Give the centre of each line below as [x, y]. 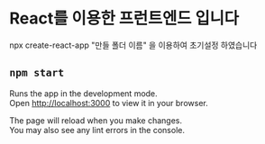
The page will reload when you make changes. [96, 120]
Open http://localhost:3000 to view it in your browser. [109, 103]
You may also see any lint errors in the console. [97, 130]
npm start [37, 73]
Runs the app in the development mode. [83, 93]
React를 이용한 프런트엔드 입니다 [124, 18]
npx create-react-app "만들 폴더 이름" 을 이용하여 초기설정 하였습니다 [133, 45]
